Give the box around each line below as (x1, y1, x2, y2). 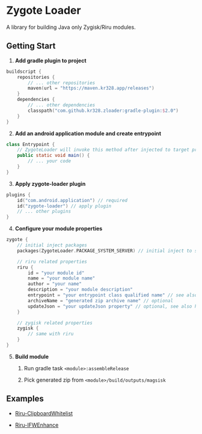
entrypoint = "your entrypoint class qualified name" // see (28, 292, 185, 298)
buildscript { (6, 69, 42, 75)
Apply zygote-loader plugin (14, 180, 86, 187)
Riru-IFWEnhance (14, 421, 59, 429)
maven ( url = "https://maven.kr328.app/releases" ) (28, 85, 155, 91)
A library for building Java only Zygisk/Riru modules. (6, 23, 136, 31)
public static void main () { (17, 153, 90, 159)
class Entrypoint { (6, 141, 55, 147)
